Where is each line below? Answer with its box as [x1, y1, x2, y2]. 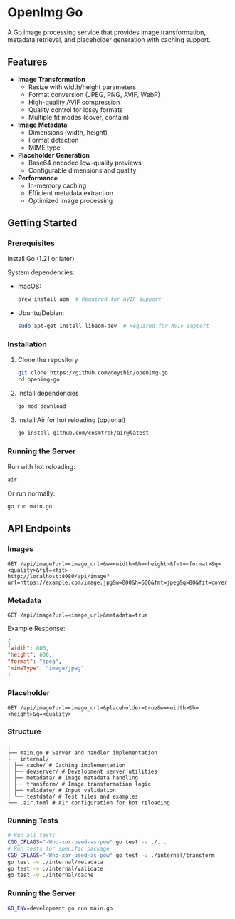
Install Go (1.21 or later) [7, 255, 75, 263]
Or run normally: [7, 489, 56, 498]
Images [7, 544, 34, 554]
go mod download [17, 403, 66, 410]
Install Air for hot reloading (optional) [17, 416, 126, 424]
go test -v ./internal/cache [7, 871, 94, 879]
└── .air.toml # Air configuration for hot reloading [7, 799, 171, 806]
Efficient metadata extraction [28, 188, 114, 197]
